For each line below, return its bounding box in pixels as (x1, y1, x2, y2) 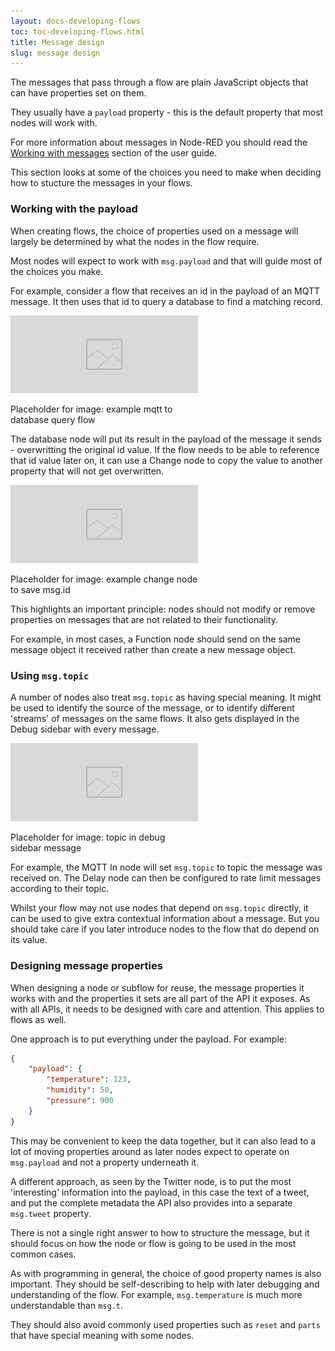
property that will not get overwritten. (10, 465, 165, 477)
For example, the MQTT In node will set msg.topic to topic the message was (10, 861, 323, 874)
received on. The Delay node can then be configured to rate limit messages (10, 872, 322, 884)
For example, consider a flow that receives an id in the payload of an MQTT (10, 285, 321, 297)
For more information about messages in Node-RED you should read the (10, 136, 308, 149)
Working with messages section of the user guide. (10, 147, 218, 159)
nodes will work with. (10, 117, 98, 129)
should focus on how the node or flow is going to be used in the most (10, 1237, 297, 1249)
